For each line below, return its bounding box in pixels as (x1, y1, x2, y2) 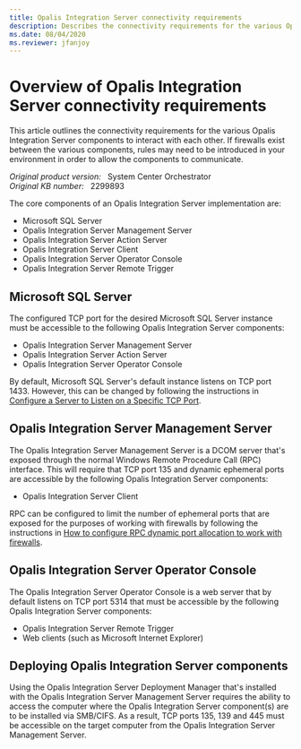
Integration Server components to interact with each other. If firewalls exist (9, 135, 285, 146)
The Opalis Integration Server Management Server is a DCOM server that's (9, 444, 286, 455)
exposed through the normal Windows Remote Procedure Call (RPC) (9, 454, 262, 465)
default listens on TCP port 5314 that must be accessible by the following (9, 596, 279, 607)
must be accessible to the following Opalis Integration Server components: (9, 323, 285, 332)
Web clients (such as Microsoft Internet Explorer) (21, 633, 204, 643)
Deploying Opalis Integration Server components (9, 659, 288, 674)
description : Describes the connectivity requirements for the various (9, 22, 282, 30)
